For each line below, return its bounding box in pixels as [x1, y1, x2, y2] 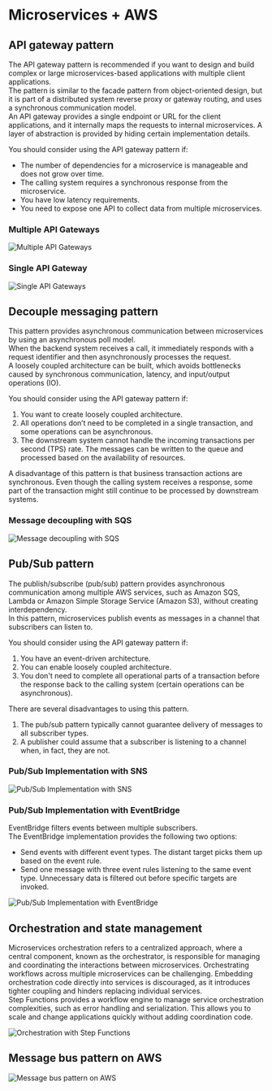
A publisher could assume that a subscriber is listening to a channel [19, 736, 247, 746]
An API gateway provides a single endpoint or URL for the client [8, 111, 222, 121]
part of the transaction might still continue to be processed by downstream [8, 486, 259, 495]
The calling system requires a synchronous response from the [19, 177, 229, 187]
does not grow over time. [19, 169, 105, 178]
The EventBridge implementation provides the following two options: [8, 831, 238, 841]
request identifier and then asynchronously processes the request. [8, 352, 231, 362]
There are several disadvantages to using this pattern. [8, 704, 189, 714]
